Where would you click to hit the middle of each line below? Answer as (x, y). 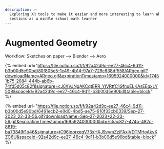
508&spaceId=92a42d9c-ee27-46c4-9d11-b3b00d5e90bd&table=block (78, 92)
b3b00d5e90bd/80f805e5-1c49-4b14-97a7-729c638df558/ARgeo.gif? (77, 71)
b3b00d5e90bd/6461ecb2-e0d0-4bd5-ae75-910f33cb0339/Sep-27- (75, 111)
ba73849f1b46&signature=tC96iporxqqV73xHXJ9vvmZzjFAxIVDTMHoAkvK (81, 132)
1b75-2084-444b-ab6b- (30, 81)
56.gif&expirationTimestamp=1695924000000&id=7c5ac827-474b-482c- (79, 122)
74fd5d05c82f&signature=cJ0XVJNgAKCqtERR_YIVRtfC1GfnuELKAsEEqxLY (82, 86)
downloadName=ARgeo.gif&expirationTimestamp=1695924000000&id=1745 (82, 76)
